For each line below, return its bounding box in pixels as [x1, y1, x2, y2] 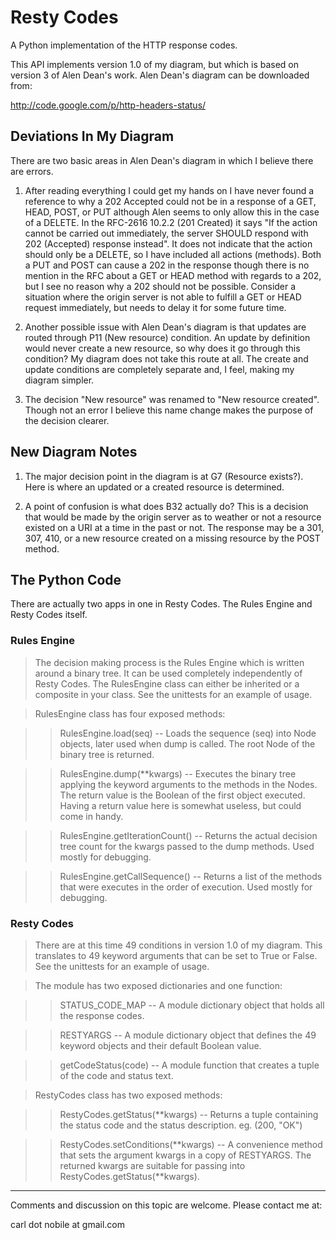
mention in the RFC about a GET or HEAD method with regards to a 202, [24, 269, 322, 281]
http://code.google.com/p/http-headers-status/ [10, 99, 207, 111]
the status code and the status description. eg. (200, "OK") [59, 1119, 303, 1131]
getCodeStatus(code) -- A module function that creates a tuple [59, 1059, 320, 1071]
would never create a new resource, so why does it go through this [24, 342, 301, 354]
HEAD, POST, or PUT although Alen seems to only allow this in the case [24, 206, 320, 218]
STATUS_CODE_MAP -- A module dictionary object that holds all [59, 999, 325, 1011]
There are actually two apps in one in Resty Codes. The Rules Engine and [10, 598, 313, 610]
